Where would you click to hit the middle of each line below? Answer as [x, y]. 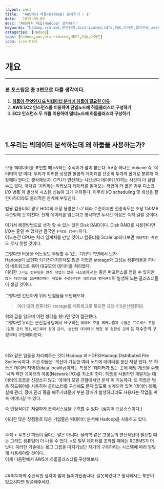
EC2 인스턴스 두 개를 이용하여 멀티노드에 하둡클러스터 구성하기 [71, 113]
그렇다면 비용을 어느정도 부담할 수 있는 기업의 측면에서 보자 [61, 254]
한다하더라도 [17, 198]
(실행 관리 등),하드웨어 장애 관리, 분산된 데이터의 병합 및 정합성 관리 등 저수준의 [78, 329]
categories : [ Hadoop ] [27, 32]
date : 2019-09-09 [25, 19]
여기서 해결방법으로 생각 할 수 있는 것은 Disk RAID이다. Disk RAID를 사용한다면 [80, 225]
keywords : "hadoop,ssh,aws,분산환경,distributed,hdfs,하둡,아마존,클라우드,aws [82, 28]
